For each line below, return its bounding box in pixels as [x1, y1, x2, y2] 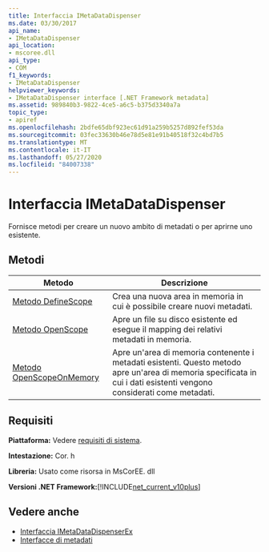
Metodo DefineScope [12, 296, 93, 307]
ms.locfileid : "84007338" [8, 161, 94, 169]
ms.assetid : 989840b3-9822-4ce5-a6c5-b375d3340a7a [8, 101, 181, 109]
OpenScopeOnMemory [12, 372, 100, 383]
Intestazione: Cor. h [8, 450, 75, 461]
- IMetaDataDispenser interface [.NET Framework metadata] [8, 94, 210, 102]
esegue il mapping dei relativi [111, 324, 223, 335]
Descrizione [161, 277, 208, 288]
